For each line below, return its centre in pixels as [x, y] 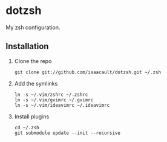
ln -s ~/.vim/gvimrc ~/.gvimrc [54, 100]
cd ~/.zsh [27, 127]
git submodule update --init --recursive [67, 133]
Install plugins [32, 117]
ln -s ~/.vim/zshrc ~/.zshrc [51, 95]
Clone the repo [33, 61]
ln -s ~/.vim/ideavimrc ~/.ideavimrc [62, 105]
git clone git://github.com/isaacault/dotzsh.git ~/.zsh [88, 72]
